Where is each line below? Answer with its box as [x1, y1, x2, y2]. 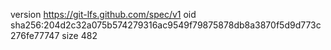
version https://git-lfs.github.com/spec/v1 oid [10, 9, 197, 20]
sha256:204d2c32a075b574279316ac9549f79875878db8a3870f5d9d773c [10, 19, 322, 31]
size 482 [61, 30, 98, 41]
